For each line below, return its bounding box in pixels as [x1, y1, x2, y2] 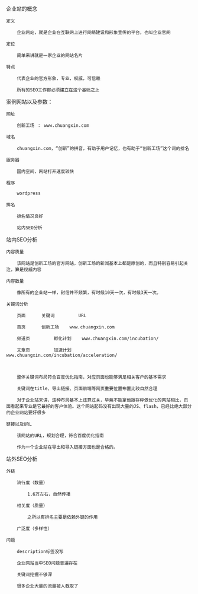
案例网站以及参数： [6, 98, 53, 105]
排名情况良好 [17, 213, 43, 219]
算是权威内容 [14, 267, 42, 273]
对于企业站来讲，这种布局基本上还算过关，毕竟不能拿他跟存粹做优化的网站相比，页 [17, 397, 189, 403]
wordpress [17, 190, 41, 196]
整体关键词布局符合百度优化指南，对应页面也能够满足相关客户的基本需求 [17, 374, 167, 380]
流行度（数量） [17, 480, 48, 486]
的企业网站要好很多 [6, 410, 46, 416]
